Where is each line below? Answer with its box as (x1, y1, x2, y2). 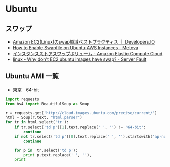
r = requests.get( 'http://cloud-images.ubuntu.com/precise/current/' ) (5, 110, 157, 115)
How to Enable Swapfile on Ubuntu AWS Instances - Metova (12, 45, 138, 51)
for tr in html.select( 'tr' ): (5, 120, 69, 125)
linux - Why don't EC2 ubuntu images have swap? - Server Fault (12, 56, 147, 62)
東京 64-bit (12, 87, 39, 93)
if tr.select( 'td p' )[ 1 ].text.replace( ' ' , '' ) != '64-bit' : (14, 124, 146, 130)
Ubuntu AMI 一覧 (5, 72, 59, 81)
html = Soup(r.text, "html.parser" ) (5, 115, 82, 120)
